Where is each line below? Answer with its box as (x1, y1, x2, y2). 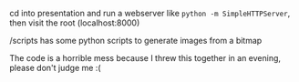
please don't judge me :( (9, 63, 101, 73)
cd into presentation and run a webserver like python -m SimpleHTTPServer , (9, 8, 291, 18)
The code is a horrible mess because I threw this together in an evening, (9, 53, 281, 63)
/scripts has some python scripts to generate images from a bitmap (9, 36, 263, 46)
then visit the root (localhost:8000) (9, 17, 140, 28)
